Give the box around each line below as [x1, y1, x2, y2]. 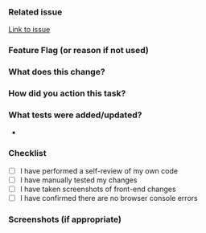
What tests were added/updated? [8, 109, 142, 121]
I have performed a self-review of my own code [19, 166, 179, 175]
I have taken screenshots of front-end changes [19, 184, 176, 194]
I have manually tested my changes [19, 175, 138, 185]
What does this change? [8, 67, 106, 78]
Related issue [8, 6, 63, 18]
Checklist [8, 148, 47, 159]
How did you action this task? [8, 88, 126, 99]
